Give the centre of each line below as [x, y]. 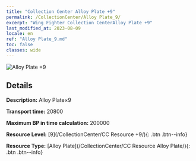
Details [19, 86]
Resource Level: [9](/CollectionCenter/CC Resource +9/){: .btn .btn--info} [97, 134]
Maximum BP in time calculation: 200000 [58, 123]
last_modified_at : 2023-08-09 [44, 28]
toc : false [20, 45]
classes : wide [24, 50]
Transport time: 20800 [35, 111]
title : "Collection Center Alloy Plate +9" [61, 12]
